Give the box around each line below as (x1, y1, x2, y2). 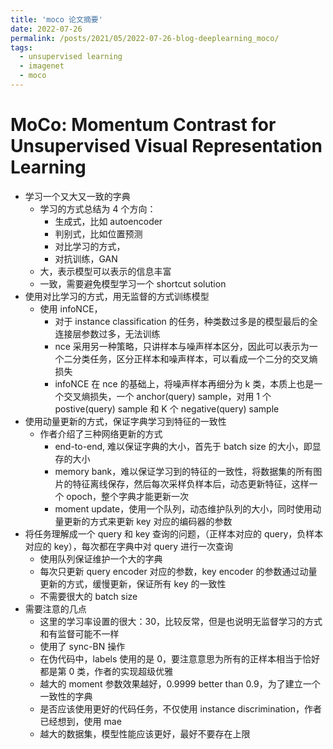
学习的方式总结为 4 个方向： (39, 202, 157, 215)
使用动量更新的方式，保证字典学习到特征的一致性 (24, 415, 227, 427)
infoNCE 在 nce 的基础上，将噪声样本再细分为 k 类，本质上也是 (54, 377, 315, 390)
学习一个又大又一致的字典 (24, 190, 131, 202)
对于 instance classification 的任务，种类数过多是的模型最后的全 (54, 315, 318, 327)
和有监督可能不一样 (39, 627, 120, 640)
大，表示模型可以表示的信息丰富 (39, 265, 172, 277)
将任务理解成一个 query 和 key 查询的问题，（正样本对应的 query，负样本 (24, 527, 324, 540)
